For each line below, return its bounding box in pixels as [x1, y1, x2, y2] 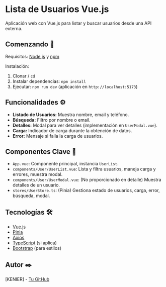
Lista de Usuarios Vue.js [5, 4, 109, 15]
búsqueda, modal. [12, 193, 50, 199]
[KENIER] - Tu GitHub [5, 276, 49, 282]
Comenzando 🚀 [5, 40, 54, 49]
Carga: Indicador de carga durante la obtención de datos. [12, 127, 132, 134]
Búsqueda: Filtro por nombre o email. [12, 117, 91, 123]
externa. [5, 25, 23, 31]
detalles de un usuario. [12, 182, 60, 188]
